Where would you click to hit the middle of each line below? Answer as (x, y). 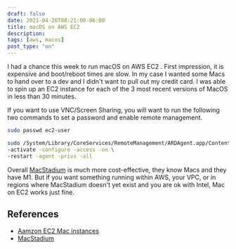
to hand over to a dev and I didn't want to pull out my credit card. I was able (117, 81)
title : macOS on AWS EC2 (44, 27)
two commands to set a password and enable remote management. (105, 117)
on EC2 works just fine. (41, 192)
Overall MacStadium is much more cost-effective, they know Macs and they (117, 170)
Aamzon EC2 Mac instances (58, 231)
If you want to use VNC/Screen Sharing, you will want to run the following (113, 110)
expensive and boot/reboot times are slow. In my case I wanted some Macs (116, 74)
